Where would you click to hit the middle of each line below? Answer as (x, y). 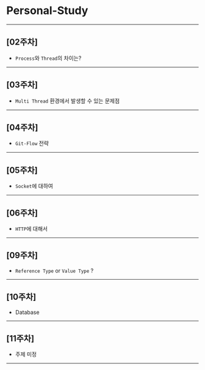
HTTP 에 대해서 (31, 229)
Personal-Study (47, 11)
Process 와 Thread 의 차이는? (48, 58)
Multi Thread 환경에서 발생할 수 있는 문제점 (67, 101)
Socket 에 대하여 (34, 186)
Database (27, 312)
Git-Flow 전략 (32, 143)
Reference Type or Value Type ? (54, 270)
